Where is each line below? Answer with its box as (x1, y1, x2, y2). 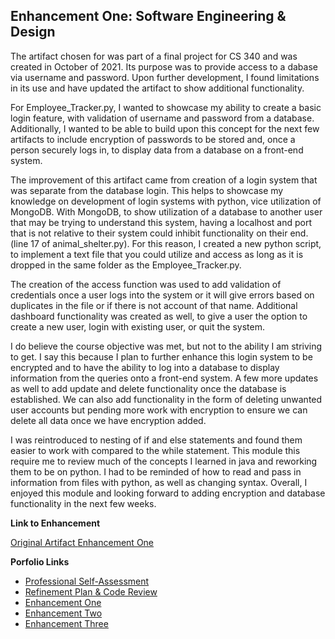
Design (10, 24, 56, 41)
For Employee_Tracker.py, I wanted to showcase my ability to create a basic (10, 101, 322, 113)
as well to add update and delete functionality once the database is (10, 382, 287, 394)
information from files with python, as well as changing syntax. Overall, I (10, 476, 308, 488)
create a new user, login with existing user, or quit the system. (10, 320, 266, 333)
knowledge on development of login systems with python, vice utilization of (10, 195, 322, 207)
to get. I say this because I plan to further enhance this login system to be (10, 350, 313, 363)
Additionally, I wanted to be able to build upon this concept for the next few (10, 122, 320, 134)
